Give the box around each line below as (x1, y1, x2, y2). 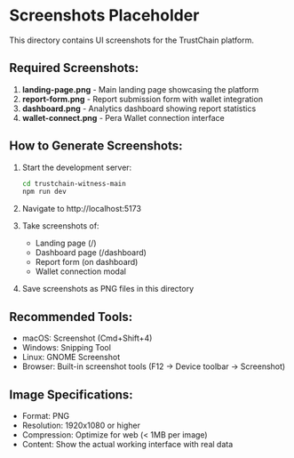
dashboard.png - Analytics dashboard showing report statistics (21, 103, 257, 114)
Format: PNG (21, 410, 70, 421)
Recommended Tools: (9, 309, 133, 325)
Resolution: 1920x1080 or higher (21, 420, 140, 430)
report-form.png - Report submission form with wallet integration (21, 93, 264, 104)
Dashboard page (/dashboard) (35, 247, 147, 258)
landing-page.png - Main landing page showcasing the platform (21, 84, 259, 94)
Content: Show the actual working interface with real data (21, 438, 234, 449)
